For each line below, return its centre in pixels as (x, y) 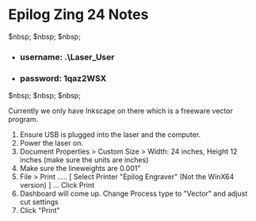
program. (23, 120)
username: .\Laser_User (67, 57)
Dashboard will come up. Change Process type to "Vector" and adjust (134, 194)
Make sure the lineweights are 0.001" (80, 169)
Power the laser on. (52, 143)
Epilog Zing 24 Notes (78, 15)
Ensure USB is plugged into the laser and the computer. (110, 135)
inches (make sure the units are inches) (84, 160)
